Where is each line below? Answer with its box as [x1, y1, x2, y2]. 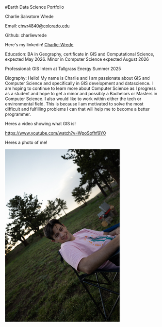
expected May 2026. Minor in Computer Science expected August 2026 [5, 56, 149, 62]
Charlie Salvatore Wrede [5, 14, 54, 19]
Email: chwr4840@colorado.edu [5, 23, 70, 29]
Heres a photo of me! [5, 139, 48, 145]
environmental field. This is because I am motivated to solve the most [5, 101, 144, 106]
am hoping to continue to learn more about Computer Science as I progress [5, 86, 156, 91]
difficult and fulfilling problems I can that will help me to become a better [5, 106, 150, 112]
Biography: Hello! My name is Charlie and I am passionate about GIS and [5, 75, 150, 81]
